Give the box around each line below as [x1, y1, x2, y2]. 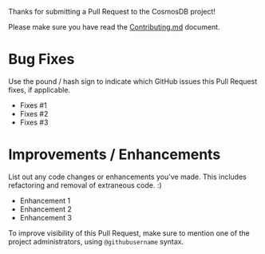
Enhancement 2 [19, 204, 72, 214]
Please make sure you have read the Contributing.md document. [8, 22, 221, 31]
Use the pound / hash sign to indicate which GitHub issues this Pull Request [8, 76, 258, 86]
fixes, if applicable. [8, 85, 70, 94]
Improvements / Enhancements [8, 145, 221, 164]
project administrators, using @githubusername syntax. [8, 236, 184, 246]
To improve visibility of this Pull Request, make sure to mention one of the [8, 228, 250, 238]
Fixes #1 [19, 100, 47, 110]
